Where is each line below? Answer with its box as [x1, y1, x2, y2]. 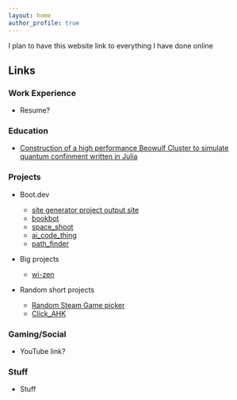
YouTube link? [19, 347, 66, 356]
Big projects [19, 254, 59, 263]
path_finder [31, 239, 70, 248]
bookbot [31, 213, 59, 223]
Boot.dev [19, 190, 50, 199]
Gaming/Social [8, 329, 67, 340]
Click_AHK [31, 309, 67, 318]
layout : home [8, 11, 52, 20]
